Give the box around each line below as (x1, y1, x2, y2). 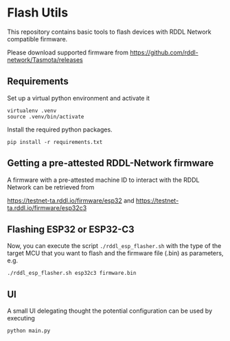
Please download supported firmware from (7, 48, 129, 56)
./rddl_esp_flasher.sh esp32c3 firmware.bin (7, 270, 137, 277)
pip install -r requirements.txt (7, 138, 103, 145)
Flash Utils (7, 5, 69, 21)
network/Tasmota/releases (7, 55, 84, 63)
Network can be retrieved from (7, 183, 95, 191)
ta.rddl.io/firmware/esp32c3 (7, 203, 87, 211)
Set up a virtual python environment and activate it (7, 94, 150, 102)
